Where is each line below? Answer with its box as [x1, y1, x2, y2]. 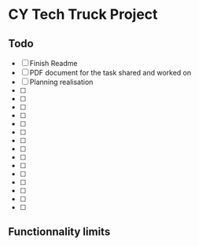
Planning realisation [29, 77, 94, 86]
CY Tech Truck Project [8, 6, 158, 24]
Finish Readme [29, 59, 78, 68]
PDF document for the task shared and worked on [29, 68, 192, 77]
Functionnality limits [8, 226, 111, 239]
